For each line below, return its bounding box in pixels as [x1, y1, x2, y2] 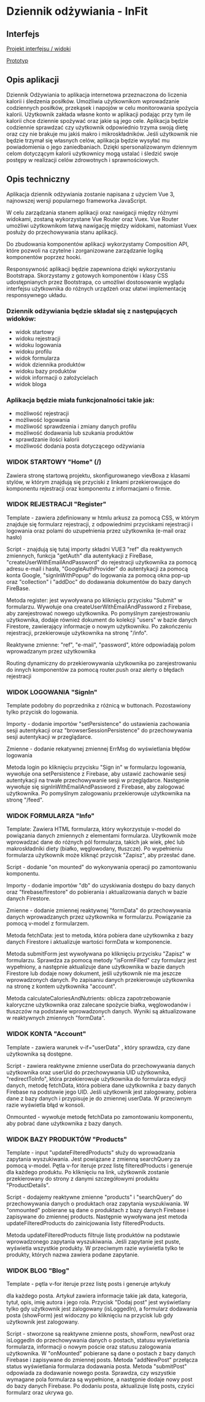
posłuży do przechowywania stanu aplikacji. [6, 228, 118, 236]
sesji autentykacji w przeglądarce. [6, 733, 93, 741]
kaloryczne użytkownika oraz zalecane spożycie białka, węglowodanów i [6, 1001, 191, 1008]
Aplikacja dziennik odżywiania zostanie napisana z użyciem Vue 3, [6, 190, 175, 198]
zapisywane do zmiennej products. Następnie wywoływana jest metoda [6, 1213, 188, 1220]
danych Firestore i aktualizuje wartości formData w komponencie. [6, 938, 172, 946]
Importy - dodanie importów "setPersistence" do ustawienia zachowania [6, 720, 190, 728]
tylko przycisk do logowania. [6, 708, 79, 716]
